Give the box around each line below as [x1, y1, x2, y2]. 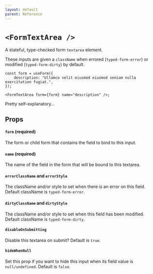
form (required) [5, 129, 36, 135]
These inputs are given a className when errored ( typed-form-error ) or [5, 57, 149, 63]
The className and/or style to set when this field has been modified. [5, 211, 145, 217]
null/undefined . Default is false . [5, 264, 71, 270]
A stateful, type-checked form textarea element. [5, 47, 103, 53]
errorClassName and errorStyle [5, 173, 68, 179]
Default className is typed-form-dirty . [5, 216, 85, 222]
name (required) [5, 151, 36, 157]
